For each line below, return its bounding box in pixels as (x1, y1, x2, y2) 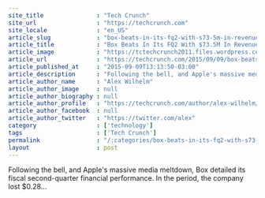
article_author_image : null (8, 84, 118, 93)
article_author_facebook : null (8, 107, 118, 115)
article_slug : (8, 33, 101, 42)
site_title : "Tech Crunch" (8, 11, 150, 20)
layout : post (8, 144, 118, 151)
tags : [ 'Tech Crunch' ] (8, 129, 157, 136)
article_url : (8, 56, 101, 64)
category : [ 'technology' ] (8, 121, 154, 129)
